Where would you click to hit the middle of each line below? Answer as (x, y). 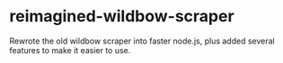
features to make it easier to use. (70, 50)
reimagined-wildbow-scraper (122, 16)
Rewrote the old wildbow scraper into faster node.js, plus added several (142, 41)
